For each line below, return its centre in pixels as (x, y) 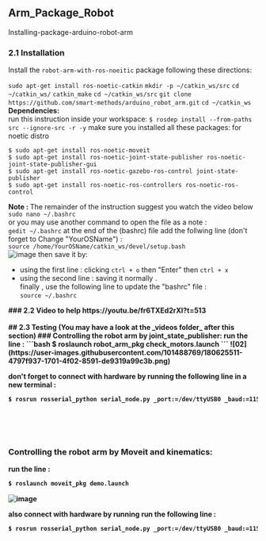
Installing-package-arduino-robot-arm (70, 32)
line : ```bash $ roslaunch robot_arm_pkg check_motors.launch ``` (118, 344)
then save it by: (63, 255)
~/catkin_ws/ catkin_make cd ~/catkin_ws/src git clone (100, 94)
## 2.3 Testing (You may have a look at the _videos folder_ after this (122, 328)
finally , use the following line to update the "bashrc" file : (113, 287)
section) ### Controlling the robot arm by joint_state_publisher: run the (128, 336)
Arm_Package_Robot (61, 13)
